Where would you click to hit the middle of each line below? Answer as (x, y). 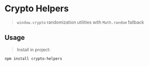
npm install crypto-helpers (34, 59)
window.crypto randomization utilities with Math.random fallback (80, 22)
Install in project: (34, 49)
